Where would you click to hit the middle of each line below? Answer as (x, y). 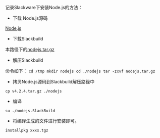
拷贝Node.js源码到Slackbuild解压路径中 (54, 82)
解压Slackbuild (28, 60)
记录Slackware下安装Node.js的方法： (44, 7)
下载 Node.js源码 (30, 18)
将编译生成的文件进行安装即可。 (46, 121)
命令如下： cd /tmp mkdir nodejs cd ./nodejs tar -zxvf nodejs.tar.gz (80, 71)
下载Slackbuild (28, 39)
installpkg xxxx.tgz (27, 130)
